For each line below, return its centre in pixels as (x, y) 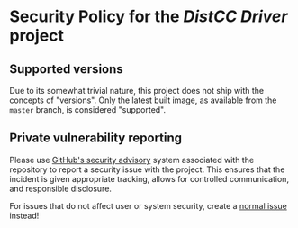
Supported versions (66, 69)
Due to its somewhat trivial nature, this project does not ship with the (136, 91)
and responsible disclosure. (61, 188)
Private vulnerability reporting (96, 138)
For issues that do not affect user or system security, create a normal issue (149, 205)
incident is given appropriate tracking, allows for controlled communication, (149, 178)
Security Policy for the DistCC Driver (149, 17)
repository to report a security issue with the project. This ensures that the (147, 169)
